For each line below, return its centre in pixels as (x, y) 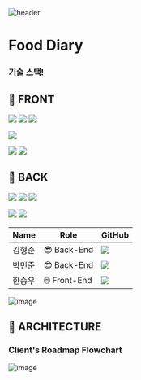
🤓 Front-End (68, 280)
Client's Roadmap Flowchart (66, 350)
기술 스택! (26, 72)
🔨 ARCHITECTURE (55, 327)
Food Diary (46, 46)
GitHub (115, 234)
